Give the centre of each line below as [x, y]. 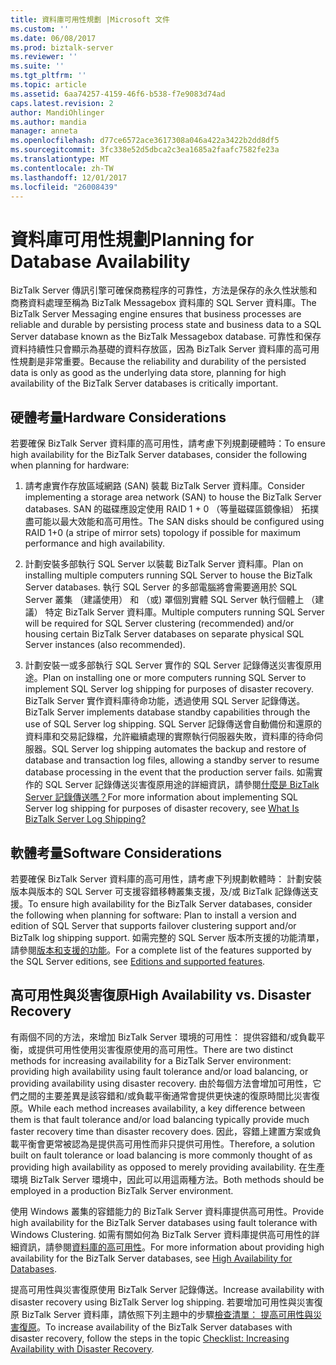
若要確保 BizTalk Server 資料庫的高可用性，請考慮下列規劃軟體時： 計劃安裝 [166, 878]
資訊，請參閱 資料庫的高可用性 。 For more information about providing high [171, 1247]
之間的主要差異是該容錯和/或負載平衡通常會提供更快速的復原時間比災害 [165, 1095]
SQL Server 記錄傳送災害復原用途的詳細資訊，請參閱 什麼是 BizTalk [182, 785]
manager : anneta [44, 131]
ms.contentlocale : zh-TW [62, 168]
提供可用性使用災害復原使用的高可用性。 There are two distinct [165, 1049]
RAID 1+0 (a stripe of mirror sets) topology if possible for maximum [163, 533]
